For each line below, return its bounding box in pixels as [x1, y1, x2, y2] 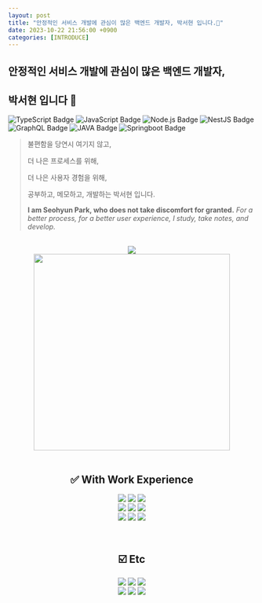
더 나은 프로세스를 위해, [27, 156, 100, 166]
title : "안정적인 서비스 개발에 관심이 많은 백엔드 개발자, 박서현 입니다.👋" [8, 19, 224, 27]
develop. [27, 222, 56, 232]
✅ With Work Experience [70, 472, 194, 486]
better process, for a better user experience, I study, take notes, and [27, 214, 249, 223]
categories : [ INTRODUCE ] [8, 33, 89, 42]
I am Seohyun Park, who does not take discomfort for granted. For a [27, 205, 253, 215]
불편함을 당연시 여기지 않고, [27, 139, 112, 149]
